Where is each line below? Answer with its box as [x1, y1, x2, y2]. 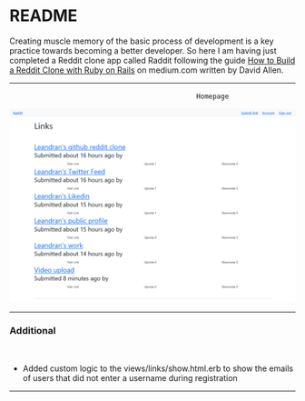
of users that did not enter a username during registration [22, 372, 238, 383]
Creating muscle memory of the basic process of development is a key [9, 35, 274, 46]
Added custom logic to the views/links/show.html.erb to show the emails [22, 363, 294, 374]
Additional [9, 325, 56, 337]
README [9, 5, 78, 26]
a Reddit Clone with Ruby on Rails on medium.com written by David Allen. [9, 65, 284, 75]
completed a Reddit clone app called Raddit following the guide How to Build [9, 55, 296, 65]
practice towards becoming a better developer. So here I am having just [9, 45, 277, 55]
